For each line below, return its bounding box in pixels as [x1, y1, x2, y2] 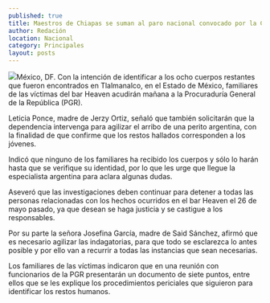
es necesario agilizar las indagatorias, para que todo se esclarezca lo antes [8, 237, 257, 246]
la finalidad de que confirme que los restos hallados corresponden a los [8, 130, 246, 140]
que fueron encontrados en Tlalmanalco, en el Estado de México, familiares [8, 81, 259, 90]
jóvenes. [8, 139, 37, 149]
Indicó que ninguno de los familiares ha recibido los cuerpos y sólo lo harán [8, 154, 259, 164]
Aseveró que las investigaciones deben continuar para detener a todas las [8, 187, 254, 197]
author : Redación [8, 27, 67, 35]
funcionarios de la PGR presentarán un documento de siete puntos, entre [8, 270, 251, 279]
